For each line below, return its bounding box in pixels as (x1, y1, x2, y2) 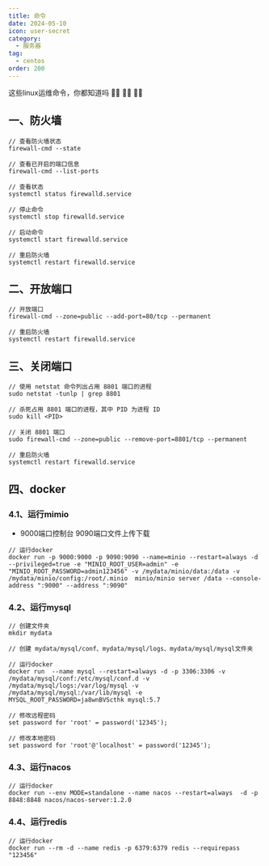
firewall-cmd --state (8, 144, 82, 152)
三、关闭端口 (8, 359, 73, 373)
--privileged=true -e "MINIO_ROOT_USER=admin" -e (8, 560, 179, 568)
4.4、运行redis (8, 817, 68, 828)
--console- (225, 574, 263, 583)
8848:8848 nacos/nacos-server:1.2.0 (8, 796, 132, 804)
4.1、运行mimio (8, 508, 69, 520)
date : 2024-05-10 (8, 19, 67, 28)
